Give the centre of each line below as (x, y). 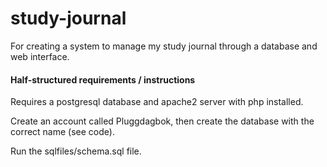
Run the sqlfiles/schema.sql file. (76, 151)
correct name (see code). (62, 132)
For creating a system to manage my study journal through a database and (164, 46)
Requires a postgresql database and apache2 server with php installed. (157, 102)
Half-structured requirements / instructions (103, 79)
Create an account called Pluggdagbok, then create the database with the (162, 121)
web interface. (40, 56)
